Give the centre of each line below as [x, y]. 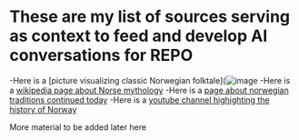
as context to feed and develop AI [139, 36]
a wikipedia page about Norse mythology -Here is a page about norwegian [149, 90]
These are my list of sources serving [150, 17]
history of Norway [43, 109]
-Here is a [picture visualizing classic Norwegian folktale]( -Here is [150, 80]
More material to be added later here [78, 127]
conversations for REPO [101, 55]
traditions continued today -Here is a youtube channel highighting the [140, 100]
